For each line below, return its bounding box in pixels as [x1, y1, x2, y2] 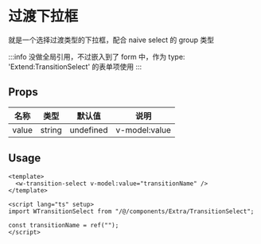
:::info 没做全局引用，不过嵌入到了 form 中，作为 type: [8, 52, 185, 61]
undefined [69, 124, 108, 135]
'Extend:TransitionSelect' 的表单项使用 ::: [8, 61, 142, 72]
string [40, 124, 62, 135]
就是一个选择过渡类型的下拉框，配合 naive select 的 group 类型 [8, 35, 215, 45]
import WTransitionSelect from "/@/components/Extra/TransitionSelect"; [8, 207, 255, 215]
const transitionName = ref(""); [8, 221, 119, 229]
